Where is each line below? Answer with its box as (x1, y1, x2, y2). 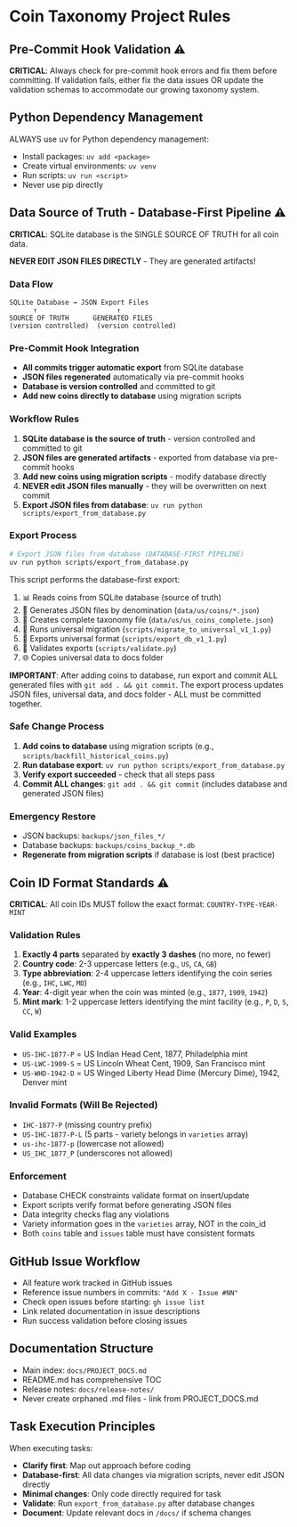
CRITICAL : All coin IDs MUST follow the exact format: (9, 898, 205, 910)
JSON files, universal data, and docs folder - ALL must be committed (9, 689, 261, 699)
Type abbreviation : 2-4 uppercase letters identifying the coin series (21, 968, 273, 979)
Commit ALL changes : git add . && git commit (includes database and (21, 778, 287, 789)
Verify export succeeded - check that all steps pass (21, 769, 215, 780)
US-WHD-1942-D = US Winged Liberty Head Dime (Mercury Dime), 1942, (21, 1067, 280, 1078)
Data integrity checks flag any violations (21, 1209, 170, 1220)
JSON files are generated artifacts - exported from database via (21, 452, 261, 462)
